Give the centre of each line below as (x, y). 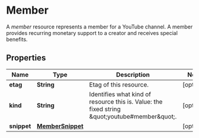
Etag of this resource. (119, 85)
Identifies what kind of (120, 94)
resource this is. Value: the (126, 101)
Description (133, 75)
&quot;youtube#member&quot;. (133, 116)
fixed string (105, 109)
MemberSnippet (60, 126)
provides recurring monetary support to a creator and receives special (92, 33)
